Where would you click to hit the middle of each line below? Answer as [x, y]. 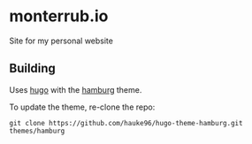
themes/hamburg [37, 131]
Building [32, 68]
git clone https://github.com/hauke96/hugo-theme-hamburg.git [126, 123]
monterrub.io [59, 16]
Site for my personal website [61, 41]
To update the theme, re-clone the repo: [82, 107]
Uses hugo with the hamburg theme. [76, 89]
